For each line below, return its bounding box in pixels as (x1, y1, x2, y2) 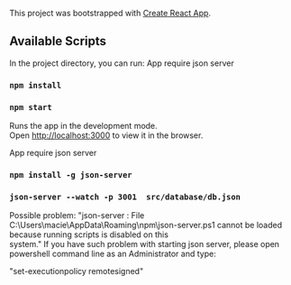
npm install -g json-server (9, 170, 132, 179)
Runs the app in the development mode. (9, 121, 158, 132)
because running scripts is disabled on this (9, 229, 169, 240)
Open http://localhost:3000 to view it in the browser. (9, 130, 204, 141)
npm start (9, 102, 52, 112)
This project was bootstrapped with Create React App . (9, 8, 212, 18)
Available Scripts (9, 33, 106, 49)
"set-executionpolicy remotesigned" (9, 266, 144, 277)
